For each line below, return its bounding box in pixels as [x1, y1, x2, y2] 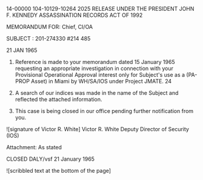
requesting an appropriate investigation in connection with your [15, 65, 174, 72]
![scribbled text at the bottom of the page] [6, 167, 111, 174]
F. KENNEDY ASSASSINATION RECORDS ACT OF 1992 [6, 11, 143, 19]
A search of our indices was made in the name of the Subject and [15, 89, 179, 96]
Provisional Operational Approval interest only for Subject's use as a [15, 71, 185, 78]
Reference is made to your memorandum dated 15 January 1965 [15, 59, 175, 65]
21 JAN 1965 [6, 47, 38, 54]
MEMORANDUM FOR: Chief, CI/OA [6, 24, 93, 30]
